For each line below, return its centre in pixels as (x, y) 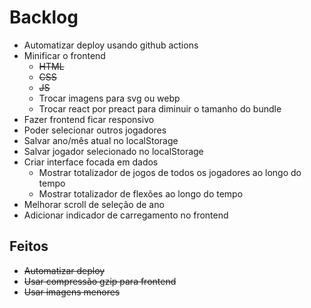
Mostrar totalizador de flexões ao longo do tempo (141, 193)
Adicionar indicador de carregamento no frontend (126, 215)
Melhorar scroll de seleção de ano (94, 204)
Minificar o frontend (64, 55)
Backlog (44, 17)
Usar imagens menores (72, 292)
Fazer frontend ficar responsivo (89, 119)
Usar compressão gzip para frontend (100, 281)
